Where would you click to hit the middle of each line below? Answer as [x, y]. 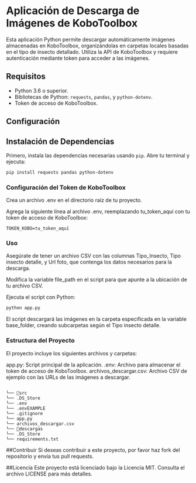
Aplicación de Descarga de [73, 11]
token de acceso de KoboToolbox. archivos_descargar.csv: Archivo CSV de [97, 371]
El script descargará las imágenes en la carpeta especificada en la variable [97, 319]
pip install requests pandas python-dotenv [60, 172]
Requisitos [26, 76]
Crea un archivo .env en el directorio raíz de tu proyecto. [74, 200]
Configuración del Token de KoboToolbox [66, 187]
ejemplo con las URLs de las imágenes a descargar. [68, 377]
